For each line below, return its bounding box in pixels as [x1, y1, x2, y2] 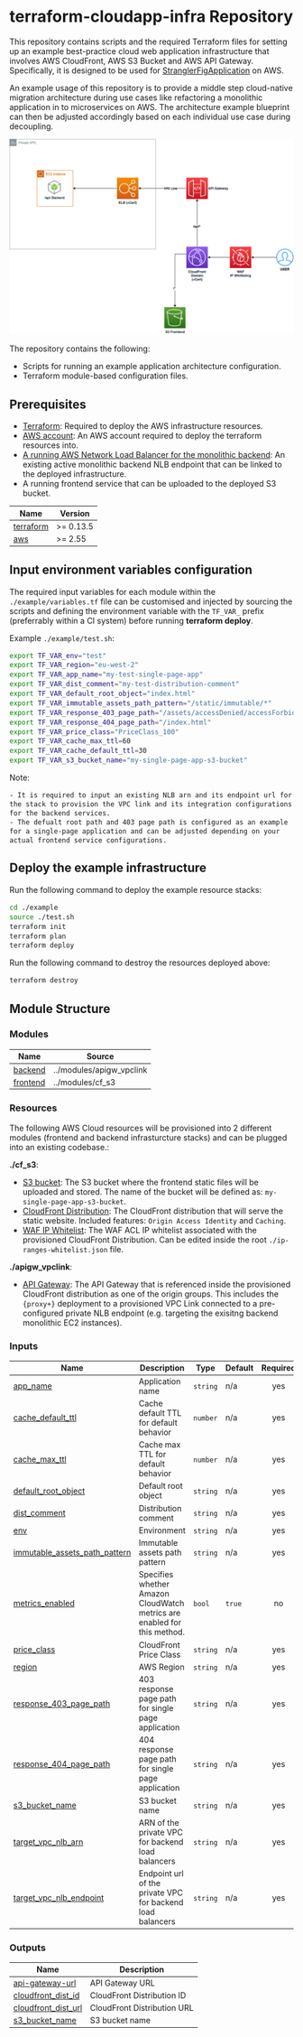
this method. [138, 1627, 185, 1638]
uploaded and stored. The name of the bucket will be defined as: [22, 1186, 263, 1197]
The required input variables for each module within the [9, 586, 216, 597]
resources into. [22, 440, 79, 451]
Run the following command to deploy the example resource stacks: [9, 884, 262, 895]
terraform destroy [9, 976, 78, 985]
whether [138, 1578, 170, 1590]
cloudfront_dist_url [13, 2003, 83, 2014]
